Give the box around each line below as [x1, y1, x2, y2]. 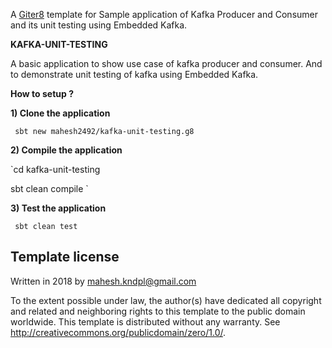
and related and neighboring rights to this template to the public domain [10, 305, 306, 317]
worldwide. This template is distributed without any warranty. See [10, 315, 281, 328]
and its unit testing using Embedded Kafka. [10, 19, 188, 31]
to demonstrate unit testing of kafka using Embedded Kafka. [10, 69, 259, 80]
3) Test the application [10, 202, 107, 214]
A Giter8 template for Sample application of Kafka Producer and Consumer [10, 9, 318, 20]
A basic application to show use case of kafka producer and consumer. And [10, 58, 323, 69]
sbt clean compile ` [10, 183, 89, 194]
